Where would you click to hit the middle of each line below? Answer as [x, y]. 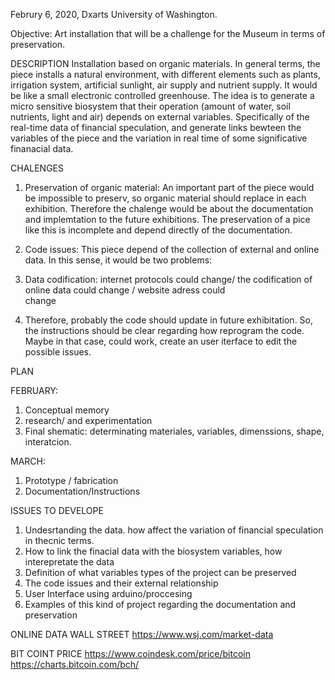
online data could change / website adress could [125, 290]
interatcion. [48, 442]
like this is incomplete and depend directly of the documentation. [158, 230]
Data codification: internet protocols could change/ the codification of [168, 279]
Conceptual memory [67, 410]
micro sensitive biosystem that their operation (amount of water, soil [150, 106]
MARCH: [28, 461]
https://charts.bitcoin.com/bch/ [75, 664]
